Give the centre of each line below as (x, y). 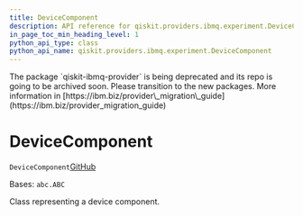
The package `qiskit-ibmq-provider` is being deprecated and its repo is (141, 76)
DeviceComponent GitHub (53, 166)
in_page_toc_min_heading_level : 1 (74, 34)
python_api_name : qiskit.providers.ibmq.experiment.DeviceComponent (141, 51)
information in (35, 96)
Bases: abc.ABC (37, 184)
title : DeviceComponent (54, 18)
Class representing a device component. (85, 202)
